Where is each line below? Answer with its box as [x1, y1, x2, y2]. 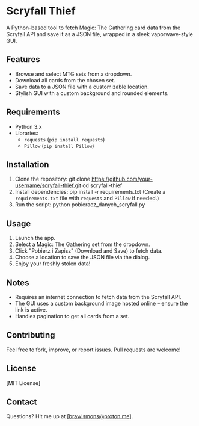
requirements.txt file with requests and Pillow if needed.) [14, 194, 159, 202]
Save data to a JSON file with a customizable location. [14, 83, 149, 90]
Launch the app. [14, 235, 56, 242]
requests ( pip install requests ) [23, 135, 105, 143]
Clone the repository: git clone [14, 176, 90, 183]
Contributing [6, 330, 55, 341]
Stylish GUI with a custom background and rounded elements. [14, 89, 169, 97]
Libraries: [14, 129, 39, 137]
